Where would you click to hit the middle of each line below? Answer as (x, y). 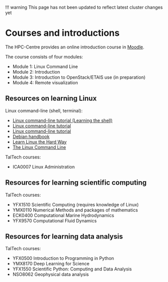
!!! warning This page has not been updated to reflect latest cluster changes (84, 7)
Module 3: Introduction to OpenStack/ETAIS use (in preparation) (79, 77)
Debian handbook (31, 136)
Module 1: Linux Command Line (45, 66)
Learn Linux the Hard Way (40, 142)
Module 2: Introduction (36, 72)
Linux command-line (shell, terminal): (44, 110)
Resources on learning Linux (51, 99)
